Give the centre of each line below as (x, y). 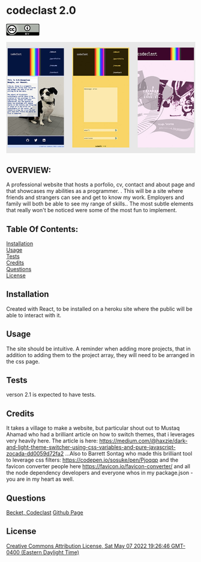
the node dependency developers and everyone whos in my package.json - (100, 473)
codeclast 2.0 (41, 11)
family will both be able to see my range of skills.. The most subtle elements (100, 204)
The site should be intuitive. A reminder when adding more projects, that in (98, 349)
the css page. (23, 361)
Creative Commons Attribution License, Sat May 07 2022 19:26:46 (88, 546)
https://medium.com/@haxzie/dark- (143, 441)
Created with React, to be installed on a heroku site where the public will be (100, 309)
